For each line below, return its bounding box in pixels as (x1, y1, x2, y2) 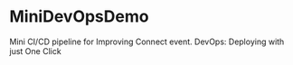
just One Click (9, 45, 61, 56)
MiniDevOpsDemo (9, 6, 149, 27)
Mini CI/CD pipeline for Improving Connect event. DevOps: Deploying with (9, 36, 285, 47)
